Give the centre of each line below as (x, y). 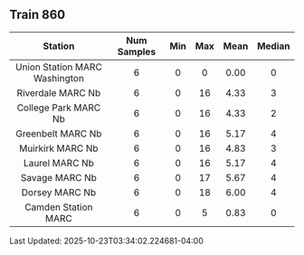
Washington (58, 78)
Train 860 (38, 15)
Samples (137, 52)
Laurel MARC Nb (59, 163)
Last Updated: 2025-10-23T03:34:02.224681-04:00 (106, 241)
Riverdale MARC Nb (59, 92)
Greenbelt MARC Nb (58, 133)
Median (273, 46)
